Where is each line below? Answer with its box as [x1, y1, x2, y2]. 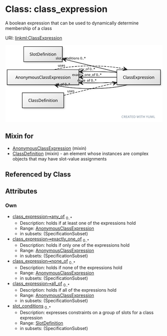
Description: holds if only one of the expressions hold [19, 242, 130, 248]
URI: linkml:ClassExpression [5, 35, 62, 41]
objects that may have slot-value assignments [12, 156, 107, 162]
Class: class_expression [5, 3, 108, 15]
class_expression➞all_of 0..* [12, 281, 70, 288]
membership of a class [5, 25, 52, 31]
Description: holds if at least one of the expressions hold [19, 220, 136, 226]
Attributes [5, 187, 37, 195]
